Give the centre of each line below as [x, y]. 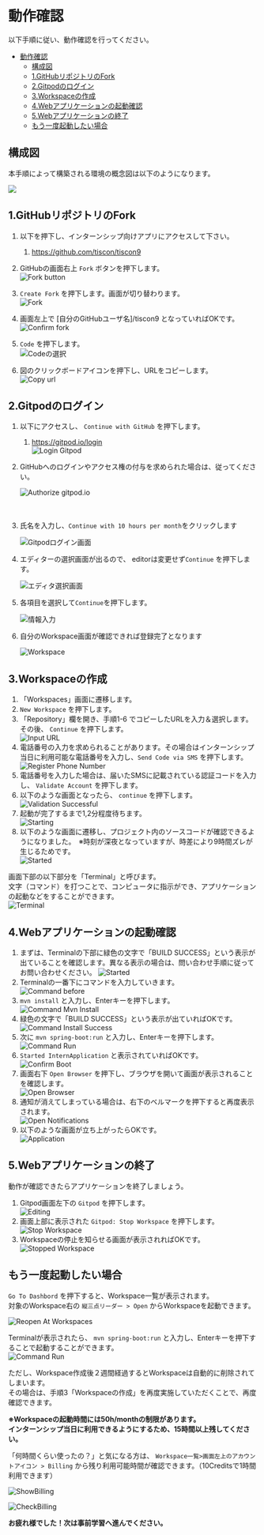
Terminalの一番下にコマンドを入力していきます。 [99, 982]
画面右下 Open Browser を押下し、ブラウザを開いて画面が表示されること [136, 1074]
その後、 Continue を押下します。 [74, 729]
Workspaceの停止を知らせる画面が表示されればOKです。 [112, 1239]
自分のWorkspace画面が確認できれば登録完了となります [111, 636]
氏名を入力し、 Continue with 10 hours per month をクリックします [128, 525]
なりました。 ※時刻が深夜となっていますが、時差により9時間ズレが [143, 841]
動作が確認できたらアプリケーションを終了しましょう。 [98, 1186]
